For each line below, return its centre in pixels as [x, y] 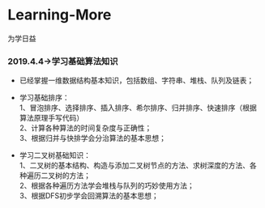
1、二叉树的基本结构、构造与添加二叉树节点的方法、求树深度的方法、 [135, 166]
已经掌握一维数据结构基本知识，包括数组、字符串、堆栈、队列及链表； [137, 81]
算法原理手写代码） [51, 118]
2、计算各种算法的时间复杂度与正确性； [85, 128]
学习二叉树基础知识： [55, 155]
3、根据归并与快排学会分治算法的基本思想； [93, 138]
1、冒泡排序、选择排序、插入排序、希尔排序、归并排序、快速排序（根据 [138, 108]
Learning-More [60, 15]
